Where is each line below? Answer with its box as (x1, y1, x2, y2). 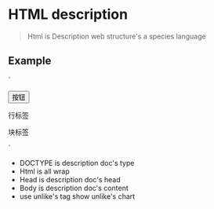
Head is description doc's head (19, 174, 121, 184)
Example (8, 54, 52, 68)
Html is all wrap (19, 167, 71, 176)
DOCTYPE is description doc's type (19, 158, 135, 167)
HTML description (8, 5, 128, 24)
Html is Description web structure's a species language (27, 31, 206, 41)
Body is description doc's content (19, 183, 129, 192)
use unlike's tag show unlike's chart (19, 191, 136, 201)
